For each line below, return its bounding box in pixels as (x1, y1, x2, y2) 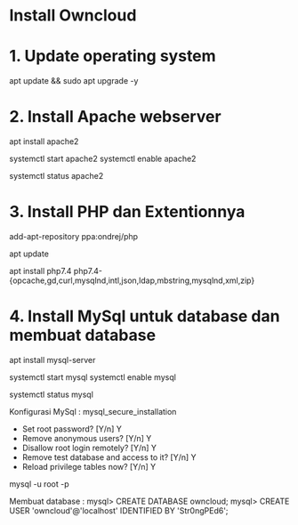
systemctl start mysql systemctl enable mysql (9, 371, 176, 383)
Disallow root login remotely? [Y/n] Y (21, 442, 157, 453)
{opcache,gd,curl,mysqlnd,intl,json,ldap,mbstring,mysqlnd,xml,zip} (9, 275, 255, 286)
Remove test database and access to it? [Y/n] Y (21, 451, 197, 463)
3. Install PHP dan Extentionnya (9, 202, 246, 222)
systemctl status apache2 (9, 171, 104, 182)
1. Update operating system (9, 46, 216, 67)
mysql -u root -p (9, 478, 69, 489)
